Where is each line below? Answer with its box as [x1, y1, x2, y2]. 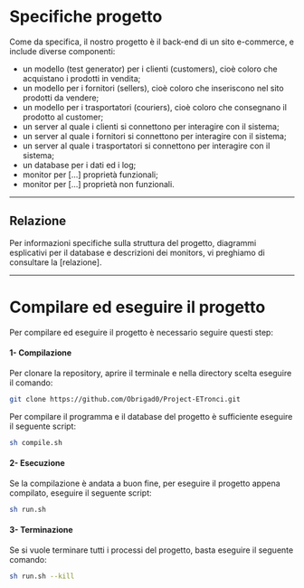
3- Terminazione [9, 525, 74, 536]
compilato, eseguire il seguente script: [9, 487, 152, 498]
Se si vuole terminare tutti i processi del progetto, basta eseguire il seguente [9, 545, 294, 555]
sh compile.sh [9, 438, 63, 447]
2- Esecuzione [9, 458, 65, 469]
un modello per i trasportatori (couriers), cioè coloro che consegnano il [22, 101, 288, 112]
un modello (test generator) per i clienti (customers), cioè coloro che [22, 63, 278, 74]
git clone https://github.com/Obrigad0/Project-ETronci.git [9, 394, 242, 403]
